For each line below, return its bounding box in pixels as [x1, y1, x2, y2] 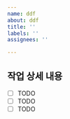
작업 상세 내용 [7, 70, 63, 82]
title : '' [7, 23, 36, 30]
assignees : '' [7, 36, 49, 43]
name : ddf [7, 10, 36, 17]
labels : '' [7, 29, 39, 37]
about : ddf [7, 17, 39, 24]
